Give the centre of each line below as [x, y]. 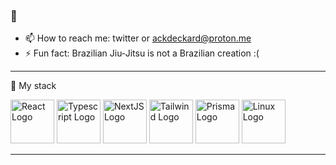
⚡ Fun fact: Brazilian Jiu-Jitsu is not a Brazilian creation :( [142, 53]
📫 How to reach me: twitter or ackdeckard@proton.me [138, 38]
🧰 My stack [33, 86]
